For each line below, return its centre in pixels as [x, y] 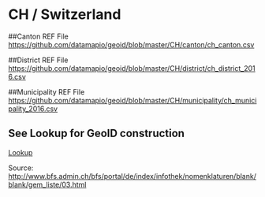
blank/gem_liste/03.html [47, 184]
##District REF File [38, 60]
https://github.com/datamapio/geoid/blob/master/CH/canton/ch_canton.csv [131, 44]
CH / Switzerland [65, 15]
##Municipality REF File [47, 91]
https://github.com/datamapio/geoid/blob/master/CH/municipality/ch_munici [132, 100]
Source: [21, 168]
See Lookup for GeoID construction [97, 134]
